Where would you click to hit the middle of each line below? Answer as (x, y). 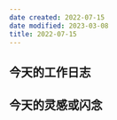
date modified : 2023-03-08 (59, 26)
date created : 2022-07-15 (57, 17)
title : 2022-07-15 (43, 34)
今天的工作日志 (50, 72)
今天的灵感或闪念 (56, 105)
